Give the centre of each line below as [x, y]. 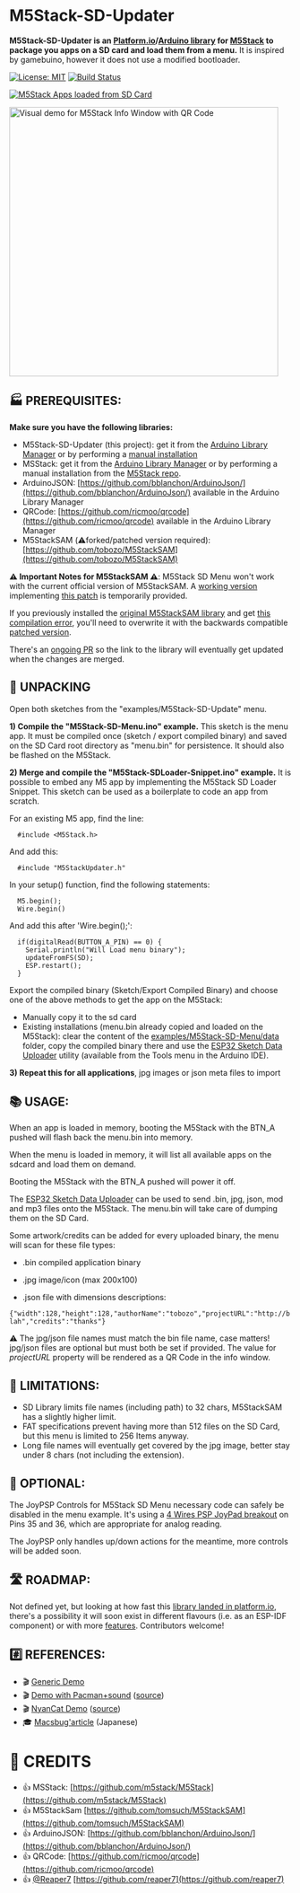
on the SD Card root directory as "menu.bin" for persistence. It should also [147, 745]
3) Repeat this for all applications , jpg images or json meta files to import [145, 1072]
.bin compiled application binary [81, 1263]
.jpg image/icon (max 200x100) [80, 1280]
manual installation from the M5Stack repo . [102, 473]
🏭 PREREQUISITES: [66, 401]
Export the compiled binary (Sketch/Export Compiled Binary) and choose [144, 990]
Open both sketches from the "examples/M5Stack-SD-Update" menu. [138, 709]
